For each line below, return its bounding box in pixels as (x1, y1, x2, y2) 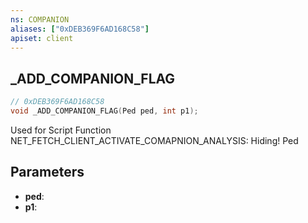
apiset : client (10, 33, 74, 43)
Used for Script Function (10, 124, 112, 136)
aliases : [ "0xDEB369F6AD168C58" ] (10, 24, 150, 34)
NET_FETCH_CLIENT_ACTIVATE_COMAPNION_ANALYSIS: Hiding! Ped (10, 134, 299, 146)
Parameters (10, 164, 85, 181)
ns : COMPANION (10, 14, 70, 25)
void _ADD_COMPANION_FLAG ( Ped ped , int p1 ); (10, 106, 199, 116)
